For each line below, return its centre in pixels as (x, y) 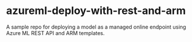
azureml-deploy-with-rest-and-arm (96, 11)
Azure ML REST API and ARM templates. (55, 33)
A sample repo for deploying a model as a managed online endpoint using (96, 27)
